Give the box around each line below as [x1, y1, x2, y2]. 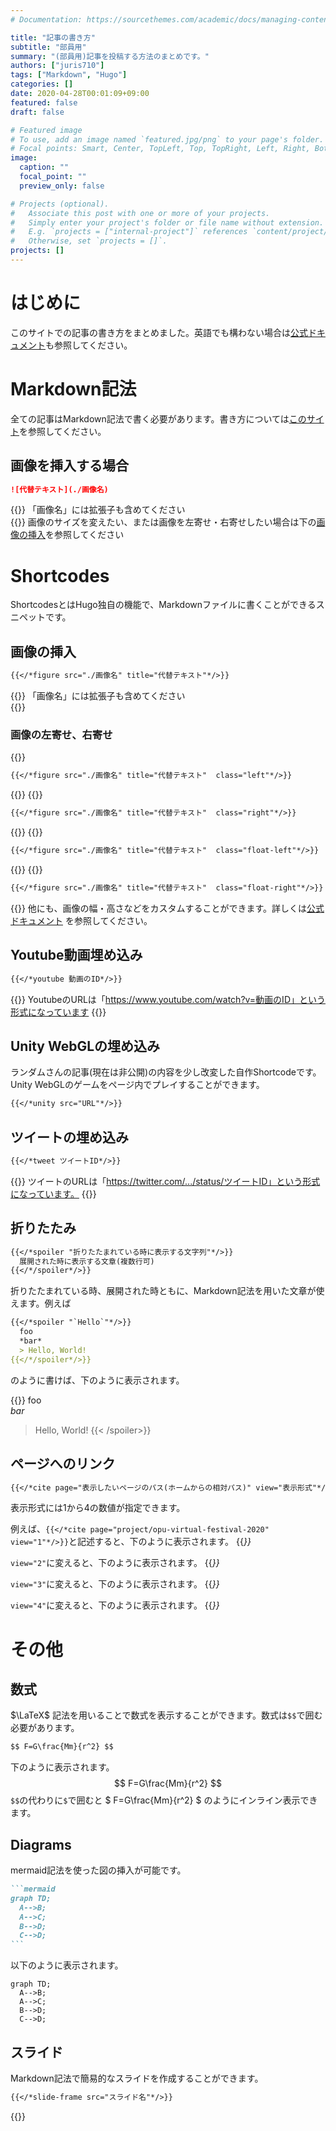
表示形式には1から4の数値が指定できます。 [10, 1502, 186, 1514]
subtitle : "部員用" [10, 42, 87, 52]
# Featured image [10, 125, 83, 135]
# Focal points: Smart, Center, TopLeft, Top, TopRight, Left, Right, [10, 144, 311, 154]
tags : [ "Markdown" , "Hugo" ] [10, 70, 128, 80]
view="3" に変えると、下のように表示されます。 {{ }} [10, 1578, 220, 1590]
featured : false [10, 97, 78, 108]
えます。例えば [10, 1297, 72, 1310]
